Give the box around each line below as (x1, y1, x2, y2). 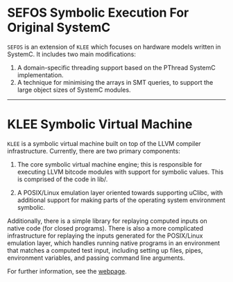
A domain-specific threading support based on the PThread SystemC (17, 63, 216, 72)
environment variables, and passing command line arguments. (7, 254, 185, 262)
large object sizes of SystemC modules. (17, 85, 131, 94)
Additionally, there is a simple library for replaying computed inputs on (7, 217, 208, 225)
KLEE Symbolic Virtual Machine (7, 117, 193, 133)
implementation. (17, 71, 64, 79)
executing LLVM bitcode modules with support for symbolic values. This (17, 167, 224, 176)
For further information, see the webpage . (7, 267, 127, 275)
